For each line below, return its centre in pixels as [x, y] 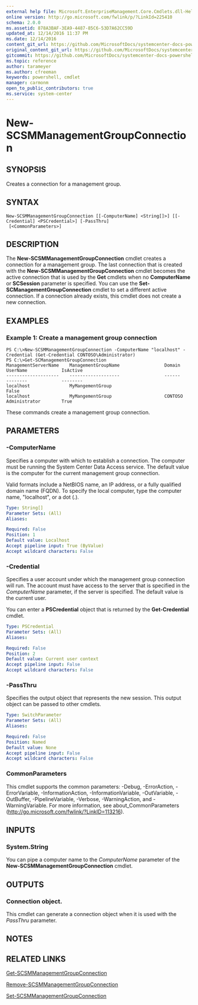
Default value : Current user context [52, 659]
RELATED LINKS [36, 959]
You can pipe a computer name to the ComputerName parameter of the [93, 860]
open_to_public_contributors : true [50, 88]
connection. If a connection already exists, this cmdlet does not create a [94, 296]
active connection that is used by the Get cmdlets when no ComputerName [98, 277]
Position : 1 [21, 535]
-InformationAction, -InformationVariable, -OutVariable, [108, 793]
